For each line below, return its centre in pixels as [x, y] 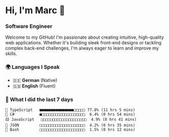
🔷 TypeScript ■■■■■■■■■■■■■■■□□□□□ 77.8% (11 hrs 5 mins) [71, 110]
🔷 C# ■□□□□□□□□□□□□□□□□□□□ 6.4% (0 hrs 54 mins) [71, 115]
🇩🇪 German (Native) [35, 80]
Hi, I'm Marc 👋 [35, 10]
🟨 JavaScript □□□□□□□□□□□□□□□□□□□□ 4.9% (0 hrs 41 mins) [71, 120]
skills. [11, 53]
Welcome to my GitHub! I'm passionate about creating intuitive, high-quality [85, 37]
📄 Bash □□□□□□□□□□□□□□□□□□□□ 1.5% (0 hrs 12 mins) [71, 130]
